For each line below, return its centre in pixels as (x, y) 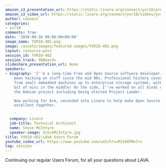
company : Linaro (26, 119)
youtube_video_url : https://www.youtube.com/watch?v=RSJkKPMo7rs (74, 141)
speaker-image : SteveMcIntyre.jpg (45, 132)
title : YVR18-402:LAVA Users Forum (42, 137)
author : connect (22, 19)
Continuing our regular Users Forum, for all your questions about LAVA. (77, 160)
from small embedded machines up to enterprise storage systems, (83, 83)
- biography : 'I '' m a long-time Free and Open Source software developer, (84, 74)
